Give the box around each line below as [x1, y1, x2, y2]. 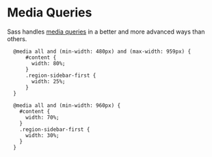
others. [7, 34, 27, 43]
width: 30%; [25, 132, 59, 138]
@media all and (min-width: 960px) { [13, 101, 121, 109]
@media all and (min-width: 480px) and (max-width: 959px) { [13, 48, 191, 55]
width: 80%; [31, 60, 66, 67]
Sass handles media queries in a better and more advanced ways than [7, 27, 205, 36]
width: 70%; [25, 114, 59, 121]
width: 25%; [31, 77, 66, 85]
